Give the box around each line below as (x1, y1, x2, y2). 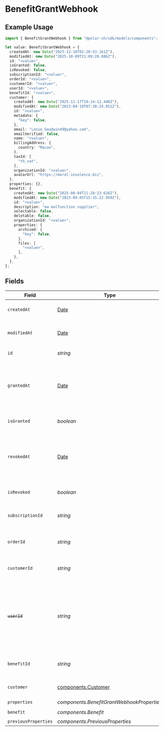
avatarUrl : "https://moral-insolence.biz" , (14, 173, 104, 177)
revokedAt (7, 454, 30, 459)
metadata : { (14, 113, 38, 118)
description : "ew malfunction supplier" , (14, 204, 99, 209)
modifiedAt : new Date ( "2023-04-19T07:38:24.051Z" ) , (14, 104, 121, 109)
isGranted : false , (9, 63, 47, 68)
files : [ (18, 241, 36, 246)
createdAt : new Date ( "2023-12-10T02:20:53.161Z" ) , (9, 49, 115, 54)
